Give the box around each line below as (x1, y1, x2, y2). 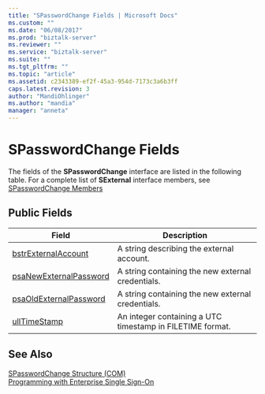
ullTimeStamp (12, 316, 64, 327)
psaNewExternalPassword (12, 270, 110, 281)
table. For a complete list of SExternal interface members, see (8, 175, 211, 184)
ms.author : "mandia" (8, 99, 77, 107)
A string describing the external (117, 243, 234, 254)
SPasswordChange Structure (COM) (8, 368, 126, 378)
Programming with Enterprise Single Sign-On (8, 377, 155, 386)
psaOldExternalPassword (12, 293, 106, 304)
